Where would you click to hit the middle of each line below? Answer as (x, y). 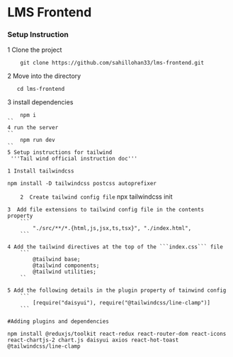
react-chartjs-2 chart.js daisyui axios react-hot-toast (93, 340)
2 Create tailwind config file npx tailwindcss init (96, 197)
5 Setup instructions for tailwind (60, 153)
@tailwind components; (66, 266)
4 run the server (33, 128)
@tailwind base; (57, 260)
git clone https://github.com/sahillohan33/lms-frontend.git (112, 63)
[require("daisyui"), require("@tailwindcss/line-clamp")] (122, 303)
